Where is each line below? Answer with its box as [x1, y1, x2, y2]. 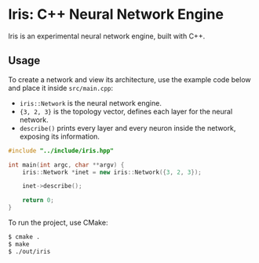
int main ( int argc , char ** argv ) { [8, 160, 125, 169]
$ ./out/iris [8, 247, 51, 255]
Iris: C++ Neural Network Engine [8, 5, 224, 23]
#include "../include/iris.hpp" [8, 146, 114, 154]
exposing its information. [19, 131, 100, 141]
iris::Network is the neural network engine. [19, 98, 162, 107]
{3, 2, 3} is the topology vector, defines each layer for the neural [19, 106, 233, 116]
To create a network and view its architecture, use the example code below [8, 74, 251, 84]
